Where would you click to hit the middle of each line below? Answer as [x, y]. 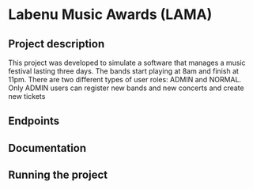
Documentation [47, 148]
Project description [57, 44]
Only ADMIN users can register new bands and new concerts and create [126, 88]
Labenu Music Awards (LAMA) [110, 15]
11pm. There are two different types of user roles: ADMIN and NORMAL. [125, 79]
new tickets [27, 96]
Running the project [58, 175]
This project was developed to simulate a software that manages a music [127, 62]
